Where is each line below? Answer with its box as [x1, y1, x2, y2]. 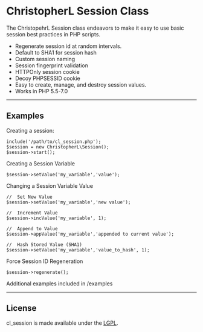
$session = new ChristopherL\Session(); [6, 144, 110, 150]
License [6, 303, 37, 313]
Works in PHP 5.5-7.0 [14, 87, 68, 95]
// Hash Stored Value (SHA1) [6, 241, 83, 248]
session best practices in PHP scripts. [6, 30, 101, 38]
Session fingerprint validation [14, 62, 89, 69]
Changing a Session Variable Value [6, 182, 94, 189]
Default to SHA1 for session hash [14, 48, 97, 56]
